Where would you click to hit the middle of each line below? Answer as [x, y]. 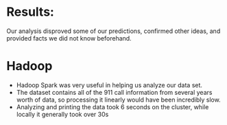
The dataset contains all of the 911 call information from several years [114, 92]
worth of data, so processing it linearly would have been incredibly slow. [118, 100]
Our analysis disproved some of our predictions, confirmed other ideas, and [113, 31]
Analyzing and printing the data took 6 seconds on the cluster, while [112, 106]
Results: [30, 12]
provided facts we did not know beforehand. [69, 38]
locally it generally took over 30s [62, 114]
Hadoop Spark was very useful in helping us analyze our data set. [109, 85]
